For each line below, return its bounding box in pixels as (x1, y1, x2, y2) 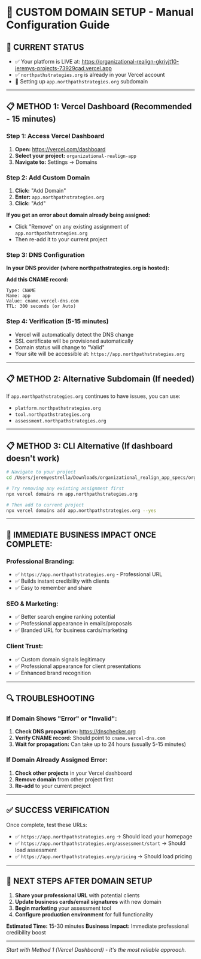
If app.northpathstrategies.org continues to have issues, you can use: (6, 392, 181, 400)
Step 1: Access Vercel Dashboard (6, 132, 105, 140)
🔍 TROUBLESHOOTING (6, 693, 95, 704)
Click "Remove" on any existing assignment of (14, 223, 129, 230)
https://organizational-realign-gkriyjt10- (81, 58, 179, 65)
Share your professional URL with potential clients (14, 892, 140, 899)
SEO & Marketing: (6, 600, 59, 608)
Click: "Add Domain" (14, 187, 66, 194)
